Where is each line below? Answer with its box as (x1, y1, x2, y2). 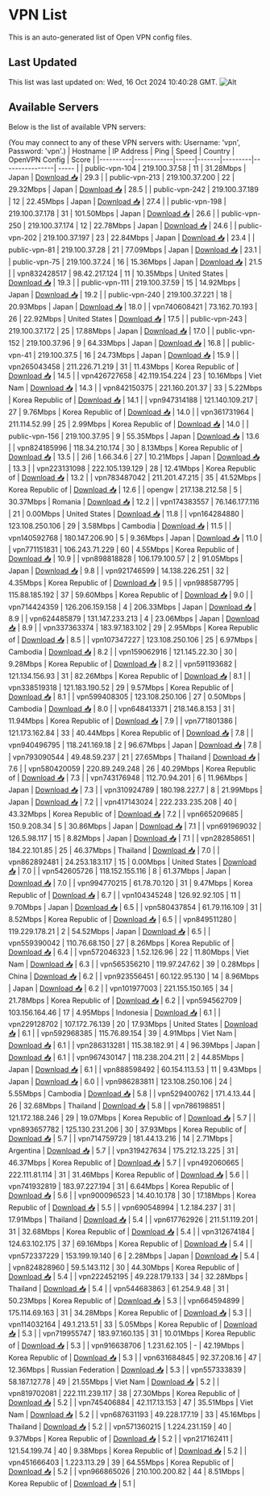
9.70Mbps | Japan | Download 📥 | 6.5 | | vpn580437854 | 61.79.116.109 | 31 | (8, 902, 262, 912)
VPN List (8, 6, 68, 24)
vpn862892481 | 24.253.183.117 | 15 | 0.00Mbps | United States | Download (8, 857, 257, 866)
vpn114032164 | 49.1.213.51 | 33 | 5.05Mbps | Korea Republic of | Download (8, 1319, 258, 1329)
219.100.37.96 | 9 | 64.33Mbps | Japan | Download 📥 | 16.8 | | (26, 338, 230, 347)
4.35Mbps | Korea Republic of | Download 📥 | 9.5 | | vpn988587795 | (8, 578, 239, 588)
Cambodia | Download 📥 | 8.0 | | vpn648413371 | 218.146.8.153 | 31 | (8, 704, 235, 713)
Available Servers (8, 101, 99, 114)
